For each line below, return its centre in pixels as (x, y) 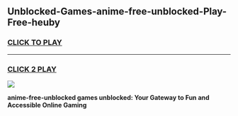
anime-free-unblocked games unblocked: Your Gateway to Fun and (109, 97)
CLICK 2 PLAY (32, 69)
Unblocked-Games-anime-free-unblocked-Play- (117, 12)
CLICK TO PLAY (35, 43)
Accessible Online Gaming (47, 105)
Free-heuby (34, 23)
